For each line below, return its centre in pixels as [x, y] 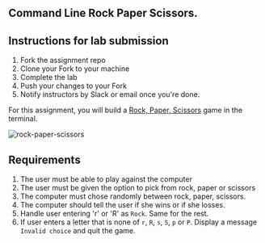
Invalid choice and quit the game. [78, 231]
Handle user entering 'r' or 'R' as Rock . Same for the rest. [114, 214]
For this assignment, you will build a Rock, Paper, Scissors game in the [126, 110]
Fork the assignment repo [63, 61]
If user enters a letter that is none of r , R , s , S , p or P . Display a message [139, 222]
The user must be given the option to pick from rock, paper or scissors [138, 188]
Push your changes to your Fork [74, 86]
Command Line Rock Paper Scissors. [103, 13]
